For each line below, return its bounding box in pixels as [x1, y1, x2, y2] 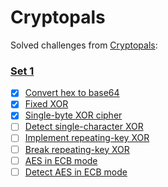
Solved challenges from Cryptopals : [10, 39, 158, 51]
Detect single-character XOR [24, 121, 144, 133]
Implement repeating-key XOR [24, 132, 150, 144]
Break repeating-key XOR [24, 143, 130, 155]
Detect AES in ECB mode [24, 166, 128, 178]
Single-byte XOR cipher [24, 109, 123, 121]
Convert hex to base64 [24, 87, 120, 99]
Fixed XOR [24, 98, 69, 110]
